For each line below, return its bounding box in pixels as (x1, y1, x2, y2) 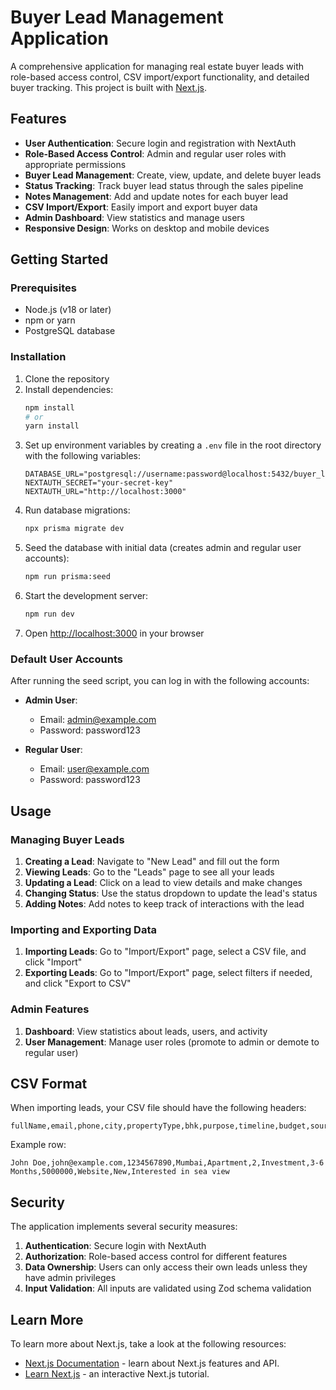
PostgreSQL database (24, 325, 116, 337)
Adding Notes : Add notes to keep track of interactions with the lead (24, 897, 305, 910)
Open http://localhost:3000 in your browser (24, 627, 205, 639)
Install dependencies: (24, 383, 114, 395)
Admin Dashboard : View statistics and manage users (24, 211, 245, 223)
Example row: (10, 1139, 67, 1151)
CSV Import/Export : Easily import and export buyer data (24, 201, 258, 213)
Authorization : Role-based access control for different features (24, 1251, 288, 1263)
